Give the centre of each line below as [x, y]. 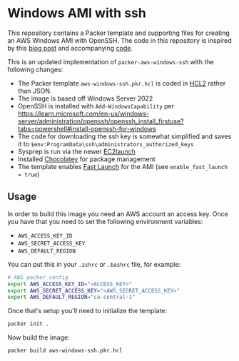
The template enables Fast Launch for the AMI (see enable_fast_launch [123, 166]
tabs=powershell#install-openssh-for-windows [87, 128]
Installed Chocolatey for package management [86, 159]
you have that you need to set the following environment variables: [105, 221]
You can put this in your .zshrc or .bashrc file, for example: [94, 264]
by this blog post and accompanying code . [70, 48]
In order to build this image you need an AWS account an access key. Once [118, 214]
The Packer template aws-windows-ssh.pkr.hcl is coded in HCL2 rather [122, 83]
